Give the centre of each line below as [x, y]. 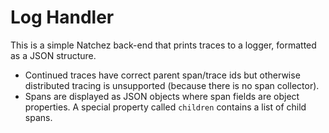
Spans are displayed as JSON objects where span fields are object [162, 96]
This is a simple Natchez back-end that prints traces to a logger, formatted [163, 45]
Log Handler [62, 17]
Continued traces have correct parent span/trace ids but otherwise [162, 75]
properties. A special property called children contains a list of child [165, 107]
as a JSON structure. [53, 55]
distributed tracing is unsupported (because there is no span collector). [172, 85]
